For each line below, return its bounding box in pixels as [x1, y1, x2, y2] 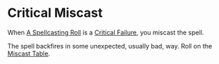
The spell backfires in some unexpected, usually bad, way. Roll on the [7, 41, 213, 50]
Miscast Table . [7, 49, 51, 58]
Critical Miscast [7, 5, 103, 21]
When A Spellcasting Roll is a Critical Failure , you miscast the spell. [7, 28, 205, 37]
